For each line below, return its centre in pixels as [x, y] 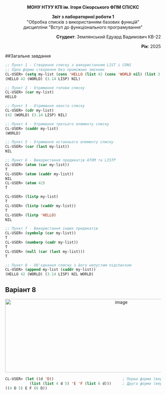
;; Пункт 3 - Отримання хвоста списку [45, 106]
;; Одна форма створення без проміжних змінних [55, 69]
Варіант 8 [21, 289]
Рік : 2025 [151, 46]
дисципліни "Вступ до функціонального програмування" [83, 27]
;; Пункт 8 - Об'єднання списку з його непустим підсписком [68, 265]
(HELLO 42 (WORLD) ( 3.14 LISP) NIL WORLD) [49, 274]
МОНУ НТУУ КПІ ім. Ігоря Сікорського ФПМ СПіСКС [83, 7]
